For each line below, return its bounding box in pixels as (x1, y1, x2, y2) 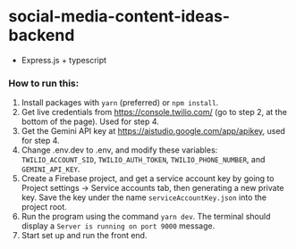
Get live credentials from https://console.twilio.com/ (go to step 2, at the (21, 107, 288, 118)
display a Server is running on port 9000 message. (21, 220, 216, 231)
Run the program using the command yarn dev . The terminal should (21, 212, 271, 222)
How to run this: (8, 77, 80, 89)
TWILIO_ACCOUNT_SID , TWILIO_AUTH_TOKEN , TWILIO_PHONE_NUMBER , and (21, 154, 266, 165)
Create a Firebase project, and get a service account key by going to (21, 173, 275, 184)
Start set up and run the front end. (21, 230, 148, 241)
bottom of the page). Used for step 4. (21, 116, 160, 127)
